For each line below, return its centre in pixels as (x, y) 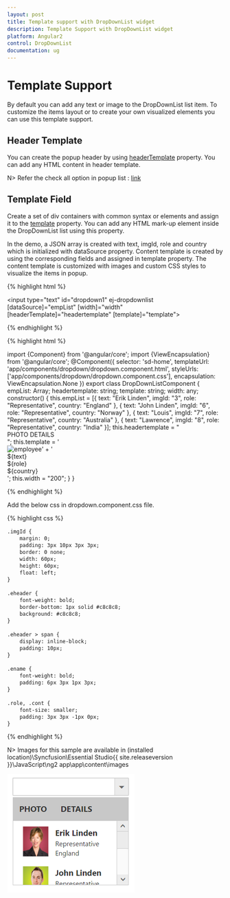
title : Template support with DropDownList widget (81, 22)
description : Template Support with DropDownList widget (90, 29)
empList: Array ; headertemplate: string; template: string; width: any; (103, 391)
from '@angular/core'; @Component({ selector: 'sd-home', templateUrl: (108, 361)
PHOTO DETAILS (31, 434)
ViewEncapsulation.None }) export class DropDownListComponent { (104, 383)
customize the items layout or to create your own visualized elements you (111, 112)
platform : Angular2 (35, 36)
